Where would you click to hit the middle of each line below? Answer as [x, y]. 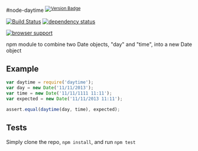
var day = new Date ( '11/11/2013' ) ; [50, 88]
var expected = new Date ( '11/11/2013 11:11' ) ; [64, 99]
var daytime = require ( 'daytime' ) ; [50, 82]
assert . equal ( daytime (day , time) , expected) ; [63, 109]
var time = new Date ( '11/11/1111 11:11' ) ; [59, 93]
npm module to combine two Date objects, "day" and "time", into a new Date [99, 44]
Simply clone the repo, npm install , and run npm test [71, 142]
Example [22, 69]
